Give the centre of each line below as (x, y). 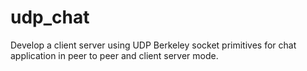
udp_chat (50, 17)
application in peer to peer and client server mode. (114, 55)
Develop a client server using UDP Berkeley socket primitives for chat (153, 45)
